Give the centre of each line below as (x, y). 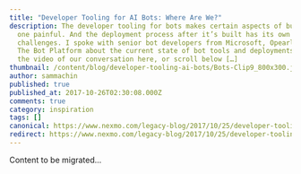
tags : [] (26, 117)
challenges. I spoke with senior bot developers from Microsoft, (142, 43)
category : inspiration (52, 109)
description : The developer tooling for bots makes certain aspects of (146, 26)
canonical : (30, 126)
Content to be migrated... (56, 160)
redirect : (28, 135)
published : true (39, 84)
